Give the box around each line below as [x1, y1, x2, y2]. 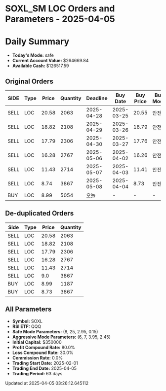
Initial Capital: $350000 [12, 339, 62, 345]
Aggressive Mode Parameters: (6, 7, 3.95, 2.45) [12, 334, 111, 340]
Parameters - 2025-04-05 [5, 13, 115, 25]
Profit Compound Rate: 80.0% [12, 344, 76, 350]
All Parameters [5, 305, 52, 314]
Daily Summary [5, 36, 70, 47]
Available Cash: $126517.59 [12, 63, 69, 69]
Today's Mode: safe [12, 52, 54, 58]
